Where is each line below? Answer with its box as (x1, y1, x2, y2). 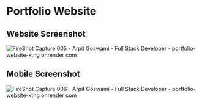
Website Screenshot (6, 29, 86, 39)
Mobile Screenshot (6, 69, 81, 79)
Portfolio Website (6, 4, 97, 18)
